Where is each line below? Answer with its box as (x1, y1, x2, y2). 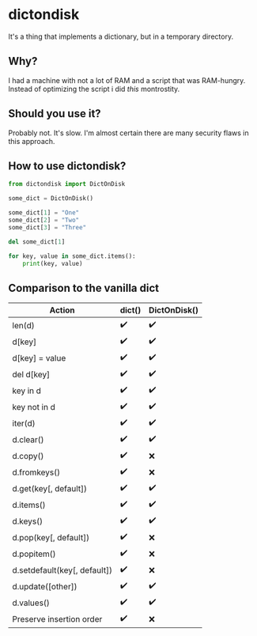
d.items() (12, 499, 46, 510)
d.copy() (12, 450, 44, 461)
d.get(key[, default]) (12, 483, 88, 494)
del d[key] (12, 369, 51, 380)
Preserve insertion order (12, 613, 103, 624)
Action (49, 305, 75, 316)
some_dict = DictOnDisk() (8, 195, 93, 203)
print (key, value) (22, 259, 83, 267)
